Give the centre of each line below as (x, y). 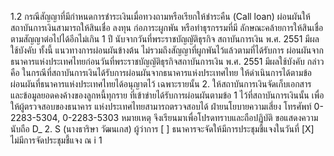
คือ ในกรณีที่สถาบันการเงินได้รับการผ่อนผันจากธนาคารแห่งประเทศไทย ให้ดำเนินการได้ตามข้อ (161, 72)
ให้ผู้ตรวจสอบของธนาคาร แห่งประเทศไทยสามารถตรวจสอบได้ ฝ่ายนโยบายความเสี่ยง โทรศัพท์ (161, 106)
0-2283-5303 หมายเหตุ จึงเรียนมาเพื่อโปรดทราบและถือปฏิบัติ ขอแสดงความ (190, 117)
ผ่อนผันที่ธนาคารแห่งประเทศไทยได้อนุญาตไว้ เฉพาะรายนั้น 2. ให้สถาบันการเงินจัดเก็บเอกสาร (161, 84)
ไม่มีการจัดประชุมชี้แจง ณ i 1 (56, 140)
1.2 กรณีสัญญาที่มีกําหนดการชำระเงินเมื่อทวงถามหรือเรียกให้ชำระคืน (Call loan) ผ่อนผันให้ (160, 16)
